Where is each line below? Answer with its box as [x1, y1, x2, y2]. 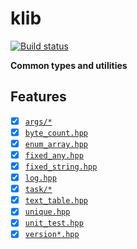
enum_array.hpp [24, 139, 89, 149]
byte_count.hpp [24, 128, 89, 138]
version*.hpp [24, 230, 80, 240]
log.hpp [24, 173, 57, 184]
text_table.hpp [24, 196, 89, 206]
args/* [24, 117, 53, 127]
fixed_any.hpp [24, 150, 84, 161]
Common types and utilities [10, 59, 128, 71]
